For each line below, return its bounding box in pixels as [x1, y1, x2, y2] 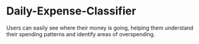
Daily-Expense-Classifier [6, 4, 137, 18]
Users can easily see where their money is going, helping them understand [6, 24, 194, 31]
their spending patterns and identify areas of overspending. [6, 30, 155, 37]
